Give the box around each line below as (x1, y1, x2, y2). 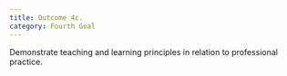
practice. (9, 56, 43, 67)
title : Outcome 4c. (9, 13, 84, 23)
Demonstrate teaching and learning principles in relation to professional (9, 46, 278, 57)
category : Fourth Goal (9, 22, 96, 31)
